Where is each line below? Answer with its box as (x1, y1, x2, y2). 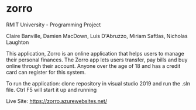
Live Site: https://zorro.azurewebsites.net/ (6, 97, 107, 104)
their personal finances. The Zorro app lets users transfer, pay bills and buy (6, 56, 188, 63)
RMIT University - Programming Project (6, 21, 101, 28)
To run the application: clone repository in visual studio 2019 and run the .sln (6, 80, 191, 87)
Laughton (6, 39, 29, 46)
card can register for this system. (6, 68, 86, 75)
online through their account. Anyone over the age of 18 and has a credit (6, 62, 181, 69)
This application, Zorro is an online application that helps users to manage (6, 50, 184, 57)
